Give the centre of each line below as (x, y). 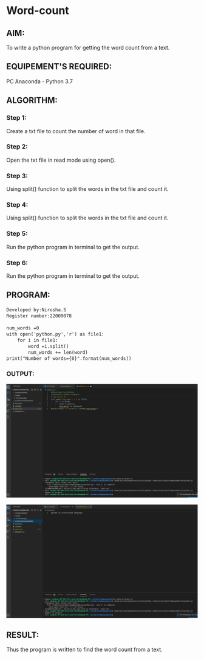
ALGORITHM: (32, 101)
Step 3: (17, 176)
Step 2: (17, 147)
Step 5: (17, 233)
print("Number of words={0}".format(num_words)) (69, 358)
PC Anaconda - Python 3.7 (39, 81)
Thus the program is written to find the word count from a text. (84, 650)
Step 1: (16, 118)
